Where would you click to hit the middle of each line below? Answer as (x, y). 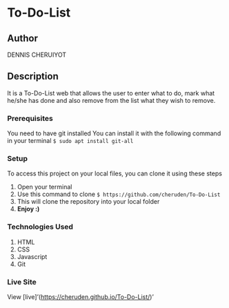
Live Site (22, 282)
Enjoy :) (28, 209)
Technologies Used (40, 227)
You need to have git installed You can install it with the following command (114, 133)
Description (33, 76)
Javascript (32, 256)
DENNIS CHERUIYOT (37, 55)
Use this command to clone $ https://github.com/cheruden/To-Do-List (119, 194)
